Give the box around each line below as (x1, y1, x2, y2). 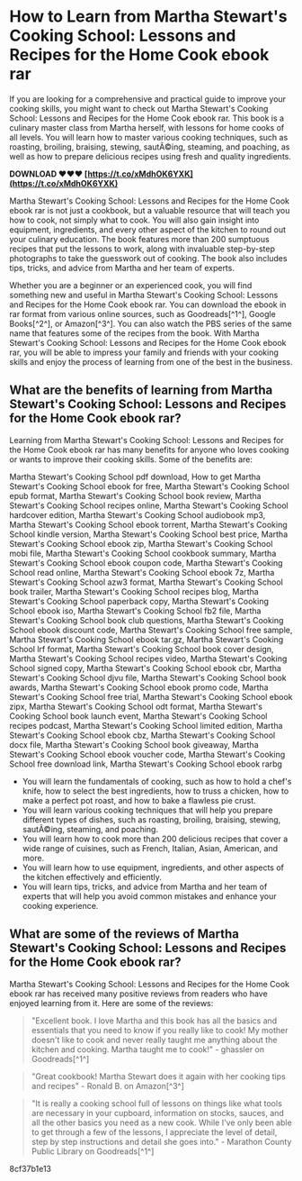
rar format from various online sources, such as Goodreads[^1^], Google (9, 308, 276, 319)
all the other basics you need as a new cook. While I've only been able (31, 1117, 292, 1128)
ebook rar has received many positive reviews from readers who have (9, 988, 268, 999)
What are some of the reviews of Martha (9, 926, 240, 942)
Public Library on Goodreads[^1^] (31, 1146, 155, 1157)
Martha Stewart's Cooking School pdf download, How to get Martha (9, 471, 261, 482)
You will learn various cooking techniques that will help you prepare (22, 804, 273, 815)
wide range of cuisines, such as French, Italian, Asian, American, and (22, 842, 279, 853)
